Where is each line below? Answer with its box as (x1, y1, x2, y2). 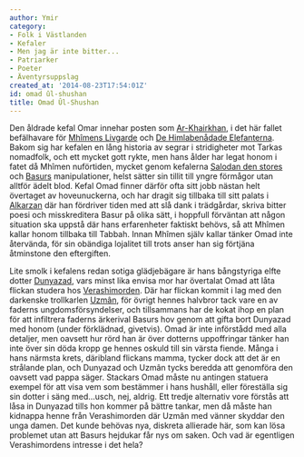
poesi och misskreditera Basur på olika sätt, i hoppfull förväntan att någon (9, 210, 286, 221)
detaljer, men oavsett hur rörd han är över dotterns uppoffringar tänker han (9, 333, 289, 344)
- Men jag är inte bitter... (9, 47, 120, 56)
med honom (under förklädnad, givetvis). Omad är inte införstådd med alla (9, 323, 288, 334)
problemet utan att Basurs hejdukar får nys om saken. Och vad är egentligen (9, 430, 295, 441)
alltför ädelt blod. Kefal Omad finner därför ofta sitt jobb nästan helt (9, 181, 260, 192)
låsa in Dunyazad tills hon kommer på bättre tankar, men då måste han (9, 401, 272, 412)
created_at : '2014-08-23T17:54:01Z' (9, 81, 148, 90)
